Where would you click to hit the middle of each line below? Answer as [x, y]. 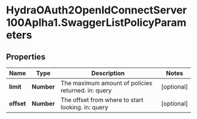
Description [108, 73]
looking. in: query [84, 107]
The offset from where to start [102, 100]
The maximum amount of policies [106, 83]
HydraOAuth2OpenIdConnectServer [96, 10]
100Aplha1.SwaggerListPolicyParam [96, 23]
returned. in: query [86, 90]
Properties [26, 57]
